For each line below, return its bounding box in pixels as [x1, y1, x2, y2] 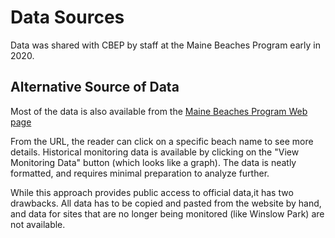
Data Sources [10, 6, 125, 29]
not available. [10, 218, 66, 230]
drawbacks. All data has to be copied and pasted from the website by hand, [10, 197, 322, 209]
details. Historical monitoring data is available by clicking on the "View [10, 146, 300, 158]
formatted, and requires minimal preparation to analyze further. [10, 167, 270, 179]
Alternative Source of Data [10, 79, 180, 96]
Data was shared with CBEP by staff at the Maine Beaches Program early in [10, 39, 321, 51]
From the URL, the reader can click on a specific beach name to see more [10, 135, 314, 147]
